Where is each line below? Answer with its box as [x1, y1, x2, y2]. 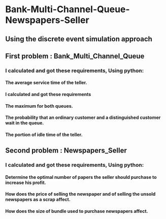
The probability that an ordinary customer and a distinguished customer [5, 114, 161, 120]
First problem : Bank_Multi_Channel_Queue [5, 52, 145, 60]
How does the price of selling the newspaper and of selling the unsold [5, 191, 156, 197]
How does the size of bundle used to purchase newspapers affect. [5, 208, 148, 214]
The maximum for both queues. [5, 103, 74, 109]
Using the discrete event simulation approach [5, 35, 152, 43]
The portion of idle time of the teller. [5, 131, 83, 138]
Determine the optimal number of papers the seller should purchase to [5, 174, 157, 180]
